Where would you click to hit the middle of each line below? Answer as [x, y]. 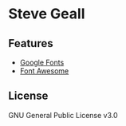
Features [31, 43]
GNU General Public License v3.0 [63, 115]
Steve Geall [47, 14]
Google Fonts [42, 62]
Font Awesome [44, 71]
